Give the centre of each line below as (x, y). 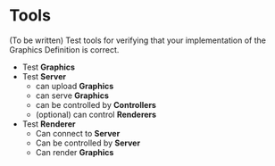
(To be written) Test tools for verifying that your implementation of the (137, 40)
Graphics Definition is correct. (64, 49)
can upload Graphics (75, 86)
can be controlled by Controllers (96, 104)
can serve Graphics (72, 95)
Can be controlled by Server (88, 143)
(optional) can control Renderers (96, 114)
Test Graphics (49, 67)
